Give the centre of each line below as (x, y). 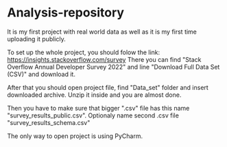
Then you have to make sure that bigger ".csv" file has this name (98, 108)
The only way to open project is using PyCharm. (75, 136)
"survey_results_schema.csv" (49, 122)
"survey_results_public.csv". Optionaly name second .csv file (93, 115)
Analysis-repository (66, 13)
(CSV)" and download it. (41, 74)
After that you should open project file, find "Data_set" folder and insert (108, 87)
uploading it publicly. (37, 38)
